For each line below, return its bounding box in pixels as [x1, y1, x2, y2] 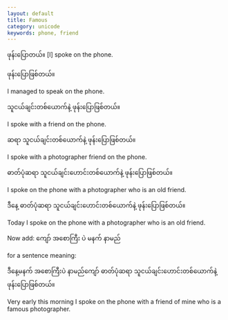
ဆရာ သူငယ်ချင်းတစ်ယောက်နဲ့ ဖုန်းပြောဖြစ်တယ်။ [7, 135, 136, 144]
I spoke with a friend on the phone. [7, 120, 107, 129]
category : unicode [7, 23, 60, 30]
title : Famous [7, 17, 48, 23]
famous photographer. [7, 305, 71, 313]
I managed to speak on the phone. [7, 87, 105, 95]
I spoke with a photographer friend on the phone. [7, 153, 147, 161]
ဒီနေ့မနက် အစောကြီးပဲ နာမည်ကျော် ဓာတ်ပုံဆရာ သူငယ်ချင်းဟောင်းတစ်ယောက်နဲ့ [7, 267, 218, 275]
